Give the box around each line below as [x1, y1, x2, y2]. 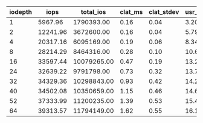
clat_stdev [149, 8, 179, 16]
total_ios [80, 8, 106, 16]
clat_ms [120, 8, 143, 16]
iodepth [9, 8, 32, 16]
